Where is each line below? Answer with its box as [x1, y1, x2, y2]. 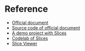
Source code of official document [11, 25, 80, 30]
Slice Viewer [11, 40, 38, 46]
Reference [4, 3, 48, 15]
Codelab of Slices [11, 35, 48, 41]
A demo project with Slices [11, 30, 67, 36]
